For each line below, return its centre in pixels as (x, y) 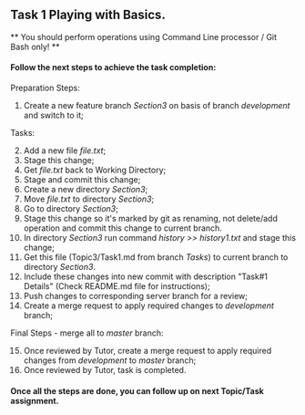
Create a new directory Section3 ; (86, 190)
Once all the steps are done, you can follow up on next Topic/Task (137, 390)
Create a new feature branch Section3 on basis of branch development (157, 106)
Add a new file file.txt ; (65, 150)
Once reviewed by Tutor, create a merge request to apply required (147, 351)
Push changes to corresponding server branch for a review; (136, 296)
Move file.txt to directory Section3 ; (89, 199)
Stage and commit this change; (82, 180)
